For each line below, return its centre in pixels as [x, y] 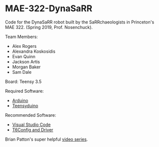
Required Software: [24, 91]
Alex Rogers [24, 46]
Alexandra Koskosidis [34, 51]
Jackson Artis [26, 62]
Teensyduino [25, 105]
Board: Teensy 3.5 [23, 82]
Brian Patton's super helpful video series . [47, 139]
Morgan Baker [26, 67]
